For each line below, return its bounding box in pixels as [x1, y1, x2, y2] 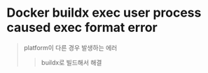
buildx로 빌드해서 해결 [41, 58, 102, 67]
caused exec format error [6, 19, 158, 35]
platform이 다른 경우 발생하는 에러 [23, 43, 118, 51]
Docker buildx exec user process [6, 5, 202, 21]
